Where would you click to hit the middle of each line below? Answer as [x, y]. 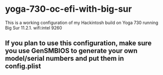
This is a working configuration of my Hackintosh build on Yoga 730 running [82, 23]
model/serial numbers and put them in [65, 59]
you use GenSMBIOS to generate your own [71, 51]
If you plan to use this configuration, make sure [78, 43]
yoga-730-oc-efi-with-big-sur [69, 9]
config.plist [23, 66]
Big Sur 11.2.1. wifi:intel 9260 [34, 27]
